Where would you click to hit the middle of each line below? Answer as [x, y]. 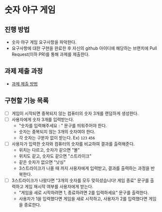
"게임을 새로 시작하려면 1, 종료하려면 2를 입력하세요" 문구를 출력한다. [84, 193]
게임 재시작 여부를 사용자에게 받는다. [59, 186]
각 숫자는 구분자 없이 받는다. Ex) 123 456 [57, 137]
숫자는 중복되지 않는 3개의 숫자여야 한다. [57, 132]
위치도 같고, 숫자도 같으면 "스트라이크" [55, 156]
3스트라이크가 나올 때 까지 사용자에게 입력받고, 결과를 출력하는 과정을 [84, 168]
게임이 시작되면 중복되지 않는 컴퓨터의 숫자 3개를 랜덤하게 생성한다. [75, 113]
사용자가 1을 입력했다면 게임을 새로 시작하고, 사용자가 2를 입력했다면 [83, 198]
